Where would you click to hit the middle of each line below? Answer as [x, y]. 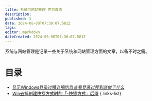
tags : [10, 28]
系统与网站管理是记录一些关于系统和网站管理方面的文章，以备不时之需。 [77, 51]
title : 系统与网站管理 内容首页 [34, 10]
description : [18, 14]
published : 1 [18, 19]
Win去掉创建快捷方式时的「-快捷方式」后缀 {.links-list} [67, 93]
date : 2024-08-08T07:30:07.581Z [38, 23]
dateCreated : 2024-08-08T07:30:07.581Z [45, 37]
